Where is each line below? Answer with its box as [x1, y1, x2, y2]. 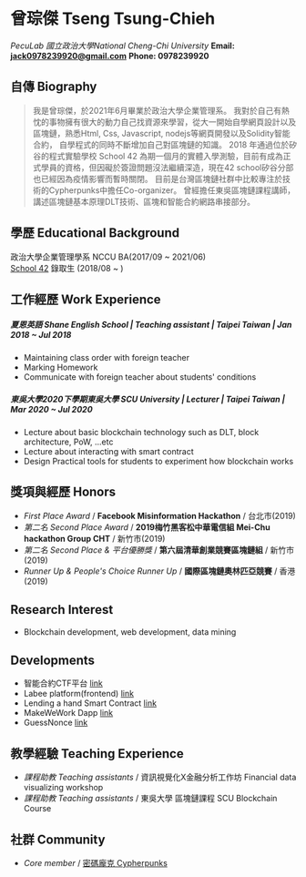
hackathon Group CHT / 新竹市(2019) [23, 533, 166, 544]
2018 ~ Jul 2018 [10, 329, 72, 340]
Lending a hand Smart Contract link [23, 698, 158, 709]
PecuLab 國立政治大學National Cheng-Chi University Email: [10, 40, 235, 51]
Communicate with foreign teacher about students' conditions [23, 371, 257, 382]
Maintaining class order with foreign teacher [23, 352, 190, 362]
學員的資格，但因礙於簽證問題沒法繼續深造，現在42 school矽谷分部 [40, 161, 294, 173]
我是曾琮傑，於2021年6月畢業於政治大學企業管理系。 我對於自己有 [32, 105, 282, 116]
